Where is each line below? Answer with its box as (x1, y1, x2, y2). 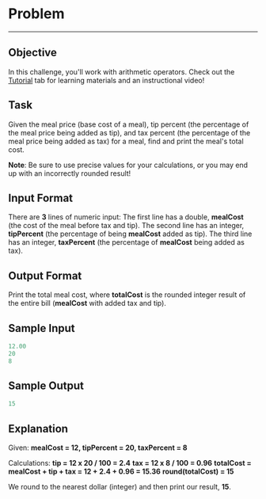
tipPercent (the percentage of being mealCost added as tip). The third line (8, 229, 253, 238)
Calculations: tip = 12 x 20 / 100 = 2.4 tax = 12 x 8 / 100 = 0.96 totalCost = (8, 459, 252, 468)
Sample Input (8, 322, 75, 335)
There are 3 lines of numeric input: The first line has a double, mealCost (8, 212, 244, 222)
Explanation (8, 421, 69, 436)
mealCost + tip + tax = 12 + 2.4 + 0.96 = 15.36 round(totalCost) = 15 (8, 467, 234, 476)
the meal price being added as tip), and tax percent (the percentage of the (8, 128, 251, 137)
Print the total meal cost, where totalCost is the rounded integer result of (8, 290, 246, 299)
